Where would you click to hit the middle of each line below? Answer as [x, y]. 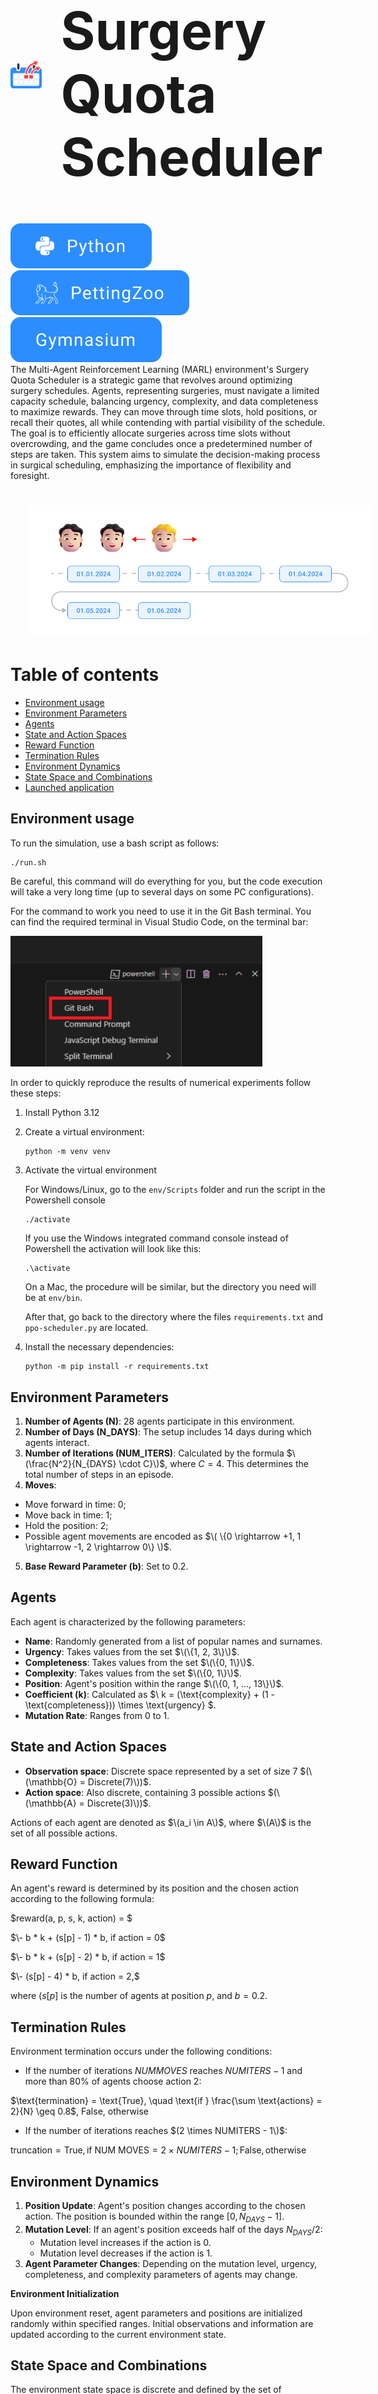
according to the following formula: [82, 1899]
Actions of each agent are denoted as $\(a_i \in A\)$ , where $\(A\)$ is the [161, 1822]
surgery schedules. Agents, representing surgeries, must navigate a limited [165, 390]
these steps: [36, 1093]
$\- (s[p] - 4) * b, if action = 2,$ [75, 1976]
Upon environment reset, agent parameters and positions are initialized [156, 2313]
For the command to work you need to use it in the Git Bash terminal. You [161, 911]
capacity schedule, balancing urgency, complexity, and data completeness [164, 401]
